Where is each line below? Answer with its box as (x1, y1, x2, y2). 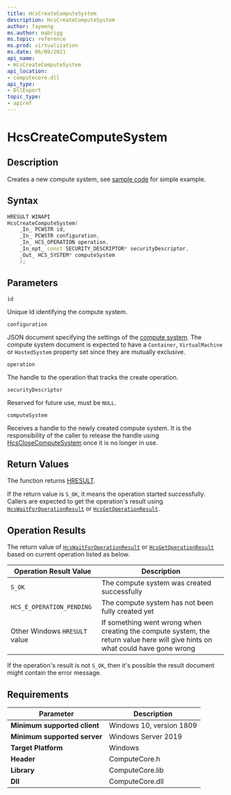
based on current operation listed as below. (7, 550, 131, 559)
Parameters (7, 277, 58, 289)
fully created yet (101, 607, 154, 617)
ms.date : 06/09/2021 (7, 49, 67, 56)
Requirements (7, 688, 69, 700)
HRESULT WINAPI (7, 213, 51, 220)
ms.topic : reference (7, 36, 67, 43)
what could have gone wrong (101, 643, 196, 653)
